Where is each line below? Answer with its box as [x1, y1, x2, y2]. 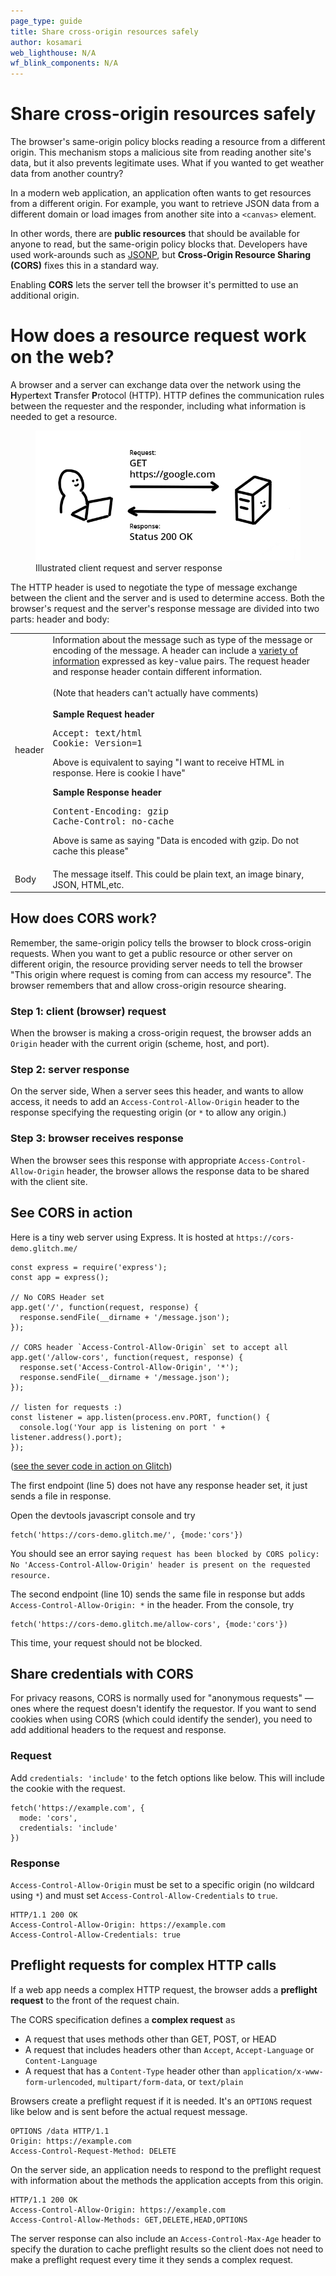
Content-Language [24, 2056, 98, 2066]
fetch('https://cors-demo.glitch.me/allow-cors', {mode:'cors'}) [10, 1619, 288, 1629]
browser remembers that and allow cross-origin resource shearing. [10, 979, 287, 991]
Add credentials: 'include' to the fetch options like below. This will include [10, 1771, 326, 1784]
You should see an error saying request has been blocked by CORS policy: [10, 1547, 320, 1559]
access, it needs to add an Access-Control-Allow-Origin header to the [10, 1096, 300, 1108]
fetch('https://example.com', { [10, 1803, 145, 1813]
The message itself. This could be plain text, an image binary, [52, 868, 305, 880]
